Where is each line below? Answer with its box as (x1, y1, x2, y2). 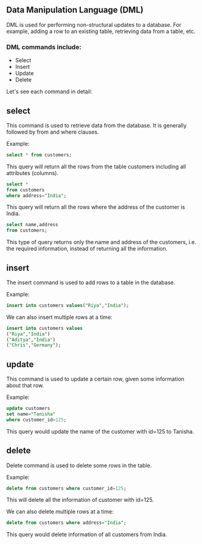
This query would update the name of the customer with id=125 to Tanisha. (6, 428, 195, 435)
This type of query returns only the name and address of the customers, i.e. (6, 238, 197, 246)
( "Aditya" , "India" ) (6, 337, 56, 343)
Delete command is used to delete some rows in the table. (6, 462, 152, 469)
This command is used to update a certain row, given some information (6, 375, 184, 383)
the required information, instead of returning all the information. (6, 245, 168, 252)
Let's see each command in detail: (6, 88, 92, 95)
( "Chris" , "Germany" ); (6, 342, 61, 348)
